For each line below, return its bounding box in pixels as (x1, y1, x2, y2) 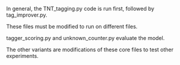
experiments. (6, 52, 39, 59)
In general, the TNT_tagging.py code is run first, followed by (6, 5, 155, 12)
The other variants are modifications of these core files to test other (6, 46, 174, 53)
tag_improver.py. (6, 11, 48, 18)
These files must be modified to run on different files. (6, 23, 138, 30)
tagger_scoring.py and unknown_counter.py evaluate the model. (6, 35, 165, 41)
